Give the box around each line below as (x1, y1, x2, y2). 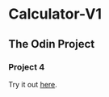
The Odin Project (8, 37, 95, 51)
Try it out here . (8, 79, 58, 89)
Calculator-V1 (8, 5, 103, 23)
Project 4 (8, 61, 45, 73)
